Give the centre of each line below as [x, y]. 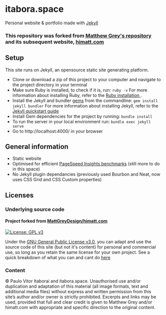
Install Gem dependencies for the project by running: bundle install [82, 116]
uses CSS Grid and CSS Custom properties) [57, 180]
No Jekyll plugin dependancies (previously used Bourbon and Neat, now [86, 174]
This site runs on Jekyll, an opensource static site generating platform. [77, 70]
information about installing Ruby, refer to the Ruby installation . [77, 95]
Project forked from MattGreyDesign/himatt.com [56, 221]
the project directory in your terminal [50, 85]
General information [37, 147]
